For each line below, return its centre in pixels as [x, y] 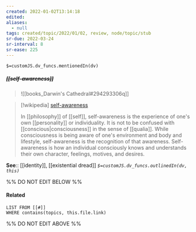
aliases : [17, 22]
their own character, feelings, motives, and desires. [83, 154]
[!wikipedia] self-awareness [54, 105]
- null [19, 28]
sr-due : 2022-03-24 [30, 39]
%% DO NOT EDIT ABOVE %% [44, 223]
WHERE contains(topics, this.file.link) [57, 213]
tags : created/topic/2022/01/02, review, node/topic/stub [79, 33]
